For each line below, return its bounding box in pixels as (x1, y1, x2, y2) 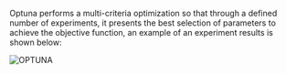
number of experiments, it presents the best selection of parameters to (9, 17, 277, 28)
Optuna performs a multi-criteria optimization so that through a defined (9, 8, 278, 18)
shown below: (9, 37, 62, 48)
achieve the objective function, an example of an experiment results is (9, 27, 274, 37)
